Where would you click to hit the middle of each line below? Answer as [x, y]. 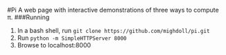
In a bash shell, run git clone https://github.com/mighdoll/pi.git [113, 31]
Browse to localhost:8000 [54, 45]
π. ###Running [28, 17]
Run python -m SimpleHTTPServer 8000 [72, 38]
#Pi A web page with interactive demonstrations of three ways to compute [113, 10]
